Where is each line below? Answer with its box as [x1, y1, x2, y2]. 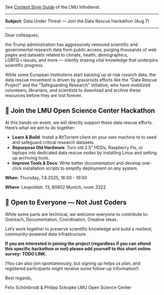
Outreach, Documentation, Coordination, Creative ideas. [5, 216, 118, 222]
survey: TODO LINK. [5, 251, 47, 256]
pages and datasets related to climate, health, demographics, [5, 52, 128, 58]
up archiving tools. [12, 155, 50, 160]
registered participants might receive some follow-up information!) [5, 265, 139, 271]
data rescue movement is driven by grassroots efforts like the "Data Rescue [5, 77, 157, 82]
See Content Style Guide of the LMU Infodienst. [5, 4, 101, 10]
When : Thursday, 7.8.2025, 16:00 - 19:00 [5, 175, 87, 180]
